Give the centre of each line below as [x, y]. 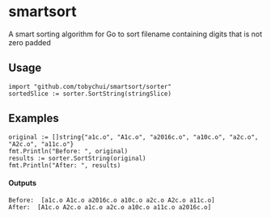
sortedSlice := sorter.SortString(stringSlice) [90, 94]
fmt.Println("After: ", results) [65, 165]
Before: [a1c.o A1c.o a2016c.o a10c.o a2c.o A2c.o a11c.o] [112, 200]
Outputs [23, 183]
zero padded [30, 42]
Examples [34, 118]
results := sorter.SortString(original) [78, 158]
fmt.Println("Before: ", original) [68, 151]
